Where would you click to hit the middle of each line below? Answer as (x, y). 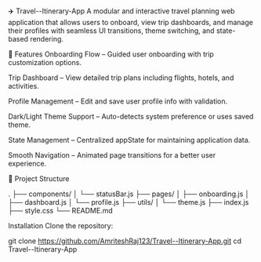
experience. (27, 164)
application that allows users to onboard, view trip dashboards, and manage (130, 22)
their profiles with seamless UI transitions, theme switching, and (111, 31)
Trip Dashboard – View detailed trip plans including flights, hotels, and (121, 78)
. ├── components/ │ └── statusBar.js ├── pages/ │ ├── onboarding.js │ (129, 194)
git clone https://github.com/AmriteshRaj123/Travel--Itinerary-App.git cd (125, 241)
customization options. (45, 62)
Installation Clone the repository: (61, 226)
